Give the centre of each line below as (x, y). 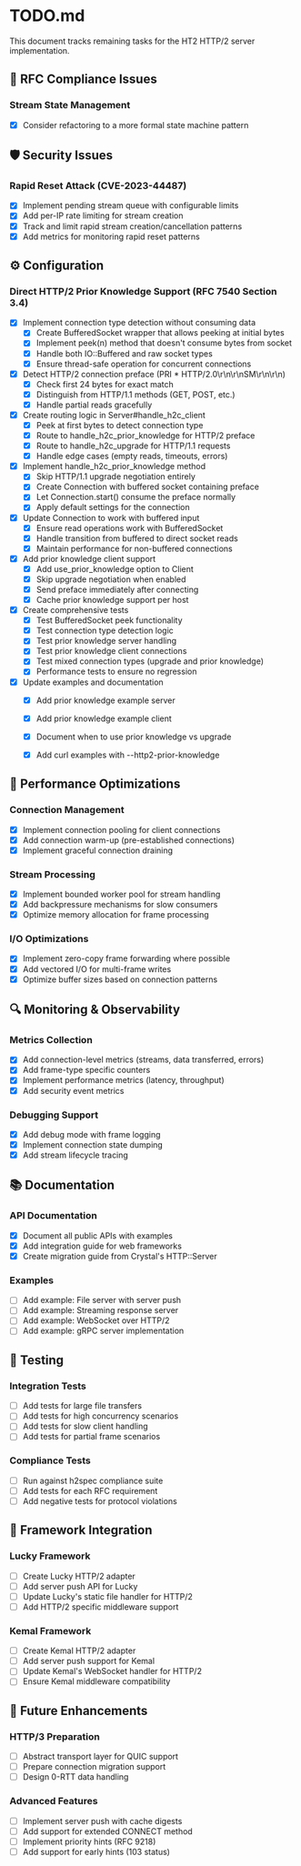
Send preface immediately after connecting (117, 589)
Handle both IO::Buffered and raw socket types (125, 353)
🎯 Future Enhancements (79, 1710)
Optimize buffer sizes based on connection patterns (120, 979)
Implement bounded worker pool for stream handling (121, 894)
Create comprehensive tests (75, 610)
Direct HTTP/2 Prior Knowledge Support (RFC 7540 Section (143, 291)
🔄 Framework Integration (81, 1530)
